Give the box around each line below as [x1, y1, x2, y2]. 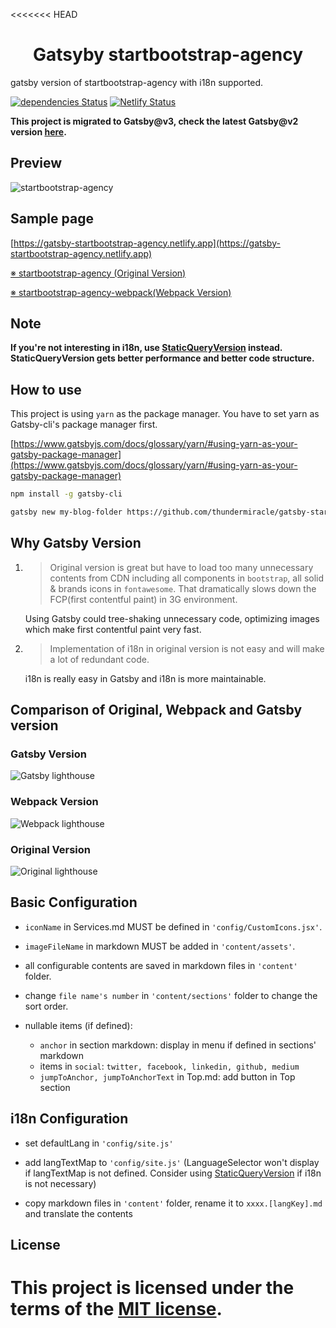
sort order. [24, 1000, 69, 1012]
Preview [10, 155, 63, 172]
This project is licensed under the [10, 1277, 295, 1299]
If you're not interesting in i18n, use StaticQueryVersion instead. [10, 342, 283, 354]
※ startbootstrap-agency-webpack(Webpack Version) [10, 286, 232, 298]
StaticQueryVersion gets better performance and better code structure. [10, 352, 315, 364]
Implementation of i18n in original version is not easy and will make [49, 642, 325, 654]
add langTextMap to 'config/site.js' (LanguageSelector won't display [24, 1156, 320, 1168]
